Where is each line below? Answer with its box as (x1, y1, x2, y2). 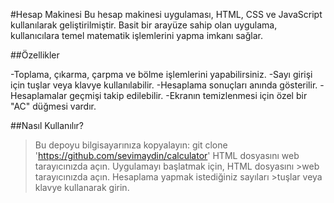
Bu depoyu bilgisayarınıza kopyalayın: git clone (34, 139, 228, 151)
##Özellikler (10, 49, 60, 61)
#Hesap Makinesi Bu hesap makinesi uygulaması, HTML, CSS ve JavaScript (10, 9, 323, 20)
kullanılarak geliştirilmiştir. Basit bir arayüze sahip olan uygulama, (10, 19, 278, 31)
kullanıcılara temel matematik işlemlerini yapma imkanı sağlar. (10, 30, 263, 41)
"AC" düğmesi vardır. (10, 100, 97, 112)
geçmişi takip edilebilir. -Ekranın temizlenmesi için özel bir (69, 90, 308, 101)
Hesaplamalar (10, 90, 68, 101)
